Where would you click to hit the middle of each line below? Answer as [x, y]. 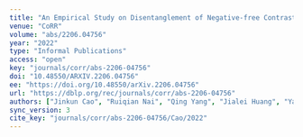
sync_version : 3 [40, 110]
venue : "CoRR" [36, 26]
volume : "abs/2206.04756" [58, 34]
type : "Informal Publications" [68, 51]
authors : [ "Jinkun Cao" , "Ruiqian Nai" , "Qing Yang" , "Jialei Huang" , [145, 101]
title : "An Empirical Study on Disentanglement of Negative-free [134, 18]
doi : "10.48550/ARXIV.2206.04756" [74, 77]
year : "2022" [34, 43]
